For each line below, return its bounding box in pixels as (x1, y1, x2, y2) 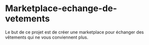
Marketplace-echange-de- (5, 3, 117, 14)
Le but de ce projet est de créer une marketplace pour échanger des (5, 29, 144, 35)
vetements (5, 13, 50, 24)
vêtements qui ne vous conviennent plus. (5, 34, 89, 40)
